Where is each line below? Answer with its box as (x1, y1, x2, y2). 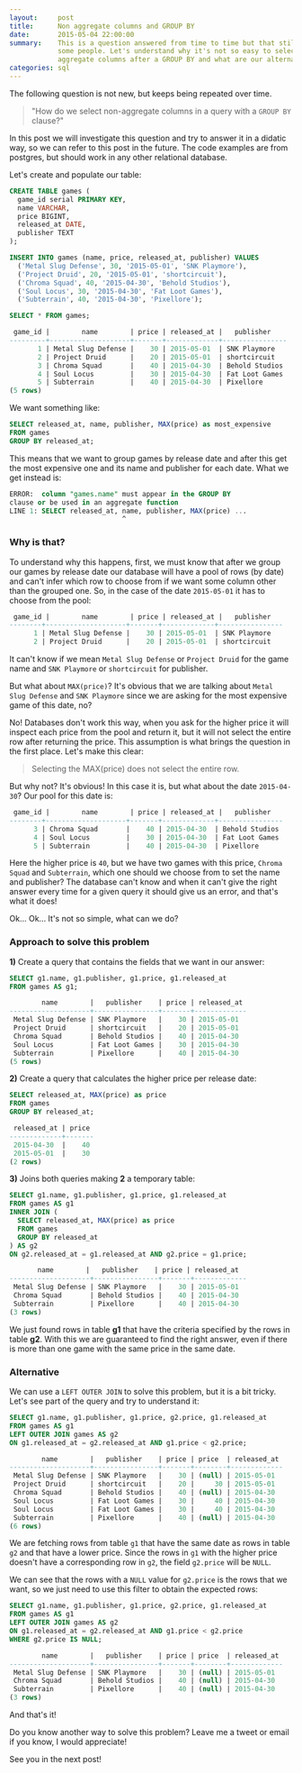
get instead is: (9, 472, 62, 483)
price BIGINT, (17, 212, 70, 221)
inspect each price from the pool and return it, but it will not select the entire (9, 727, 292, 738)
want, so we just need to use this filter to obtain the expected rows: (9, 1584, 259, 1595)
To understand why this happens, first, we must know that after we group (9, 556, 281, 568)
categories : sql (9, 64, 70, 73)
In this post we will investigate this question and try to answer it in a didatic (9, 132, 287, 143)
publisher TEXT (17, 229, 75, 238)
